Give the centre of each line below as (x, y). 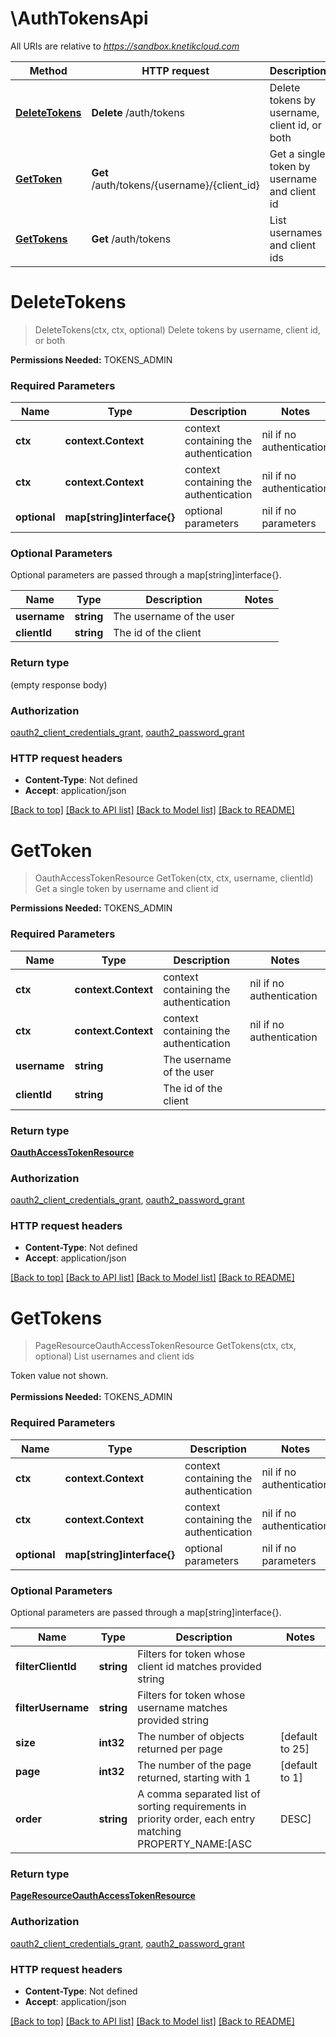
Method (48, 70)
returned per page (180, 1749)
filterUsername (52, 1708)
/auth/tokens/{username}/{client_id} (175, 185)
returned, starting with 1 (194, 1778)
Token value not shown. (59, 1376)
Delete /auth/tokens (138, 112)
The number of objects (191, 1737)
